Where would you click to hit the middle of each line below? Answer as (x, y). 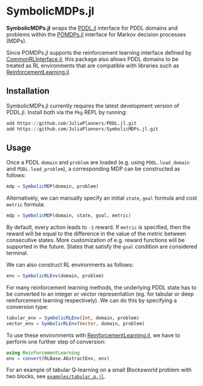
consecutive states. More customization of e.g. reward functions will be (95, 240)
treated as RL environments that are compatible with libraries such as (93, 66)
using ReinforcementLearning (43, 353)
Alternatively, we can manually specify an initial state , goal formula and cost (102, 198)
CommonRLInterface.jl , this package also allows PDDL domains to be (92, 59)
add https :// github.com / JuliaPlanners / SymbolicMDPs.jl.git (82, 129)
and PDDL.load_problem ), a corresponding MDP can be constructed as (93, 169)
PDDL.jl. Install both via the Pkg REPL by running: (67, 112)
